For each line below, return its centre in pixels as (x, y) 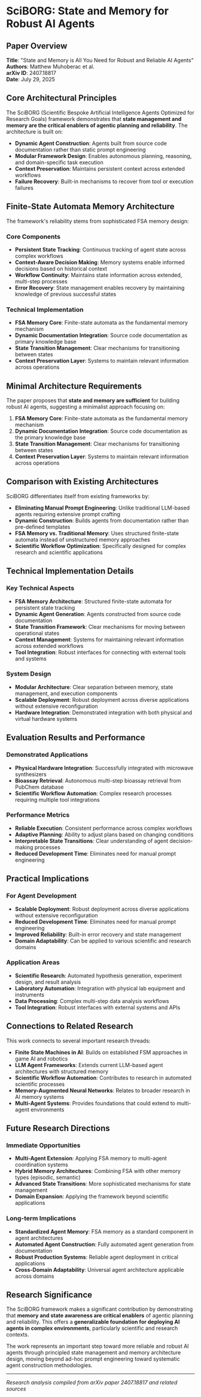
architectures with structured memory (62, 1071)
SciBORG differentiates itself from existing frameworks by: (78, 496)
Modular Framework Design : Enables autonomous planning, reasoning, (103, 156)
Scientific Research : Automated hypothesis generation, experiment (98, 975)
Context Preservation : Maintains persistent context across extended (100, 168)
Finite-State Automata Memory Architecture (90, 207)
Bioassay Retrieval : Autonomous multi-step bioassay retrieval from (98, 780)
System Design (29, 674)
